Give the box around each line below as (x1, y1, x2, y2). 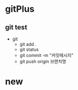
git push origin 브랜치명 (19, 59, 67, 64)
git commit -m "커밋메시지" (19, 53, 74, 58)
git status (19, 47, 39, 52)
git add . (19, 41, 37, 47)
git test (5, 23, 28, 31)
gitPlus (5, 3, 35, 15)
